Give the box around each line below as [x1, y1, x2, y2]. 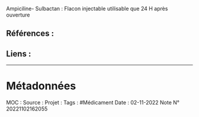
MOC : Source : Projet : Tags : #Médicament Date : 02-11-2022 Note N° [6, 99, 179, 106]
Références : [6, 29, 54, 39]
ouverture [6, 11, 30, 18]
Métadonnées [6, 80, 76, 93]
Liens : [6, 49, 31, 59]
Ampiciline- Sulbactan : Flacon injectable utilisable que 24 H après [6, 5, 168, 12]
